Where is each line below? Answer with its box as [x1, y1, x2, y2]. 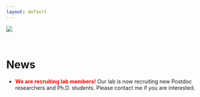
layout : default [6, 8, 47, 15]
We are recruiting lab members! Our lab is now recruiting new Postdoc [14, 78, 192, 85]
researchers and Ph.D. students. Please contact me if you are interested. [14, 84, 195, 91]
